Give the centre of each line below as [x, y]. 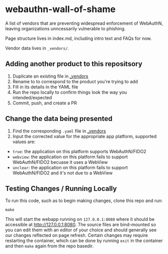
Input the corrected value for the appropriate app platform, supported [85, 136]
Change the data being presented [59, 119]
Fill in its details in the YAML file [45, 87]
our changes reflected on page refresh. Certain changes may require [77, 235]
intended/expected [32, 97]
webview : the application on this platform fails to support [70, 157]
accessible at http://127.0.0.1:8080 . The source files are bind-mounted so [81, 225]
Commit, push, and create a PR [45, 103]
